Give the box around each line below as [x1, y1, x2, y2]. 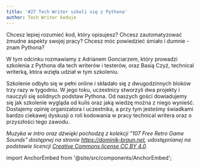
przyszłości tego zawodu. [6, 118, 70, 125]
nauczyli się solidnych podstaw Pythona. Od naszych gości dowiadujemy [6, 93, 187, 100]
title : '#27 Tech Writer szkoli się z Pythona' [6, 8, 128, 15]
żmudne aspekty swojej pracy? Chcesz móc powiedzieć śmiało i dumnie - [6, 37, 189, 44]
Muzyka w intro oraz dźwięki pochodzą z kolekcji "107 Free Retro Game [6, 130, 184, 137]
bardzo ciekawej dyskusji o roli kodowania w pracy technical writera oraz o [6, 112, 192, 119]
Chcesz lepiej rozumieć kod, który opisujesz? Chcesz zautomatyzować [6, 31, 182, 38]
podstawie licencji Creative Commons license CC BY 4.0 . [6, 142, 148, 150]
